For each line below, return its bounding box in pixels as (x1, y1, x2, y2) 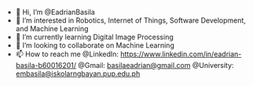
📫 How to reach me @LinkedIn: (15, 49, 119, 59)
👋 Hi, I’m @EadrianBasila (15, 8, 96, 16)
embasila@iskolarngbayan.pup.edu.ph (15, 69, 141, 78)
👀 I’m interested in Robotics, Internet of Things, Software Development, (15, 16, 246, 25)
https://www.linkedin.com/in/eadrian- (120, 49, 242, 59)
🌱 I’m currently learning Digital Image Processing (15, 32, 174, 41)
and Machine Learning (15, 24, 89, 33)
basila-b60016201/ (15, 61, 77, 70)
